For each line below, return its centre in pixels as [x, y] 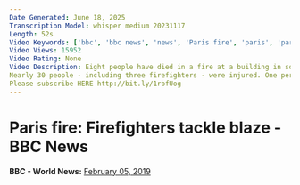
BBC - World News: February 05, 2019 [80, 171]
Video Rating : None [46, 59]
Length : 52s [31, 34]
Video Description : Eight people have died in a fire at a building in [145, 68]
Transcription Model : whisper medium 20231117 [97, 26]
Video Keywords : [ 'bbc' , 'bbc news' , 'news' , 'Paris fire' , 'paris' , [142, 42]
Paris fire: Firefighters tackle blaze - [146, 128]
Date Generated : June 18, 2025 [67, 17]
